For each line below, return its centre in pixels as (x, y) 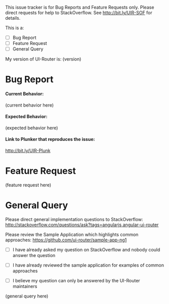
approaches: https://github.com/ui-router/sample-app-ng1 (66, 240)
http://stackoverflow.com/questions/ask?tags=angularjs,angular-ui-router (82, 225)
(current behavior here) (30, 105)
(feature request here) (28, 185)
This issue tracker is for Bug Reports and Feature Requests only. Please (80, 7)
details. (13, 18)
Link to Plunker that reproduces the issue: (50, 139)
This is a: (15, 28)
